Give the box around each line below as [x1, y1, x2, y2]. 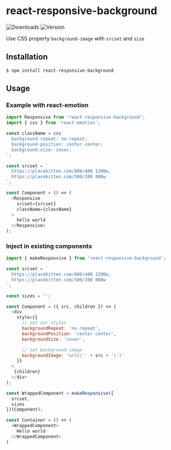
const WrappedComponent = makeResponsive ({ [6, 390, 114, 396]
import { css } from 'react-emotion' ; [6, 120, 101, 126]
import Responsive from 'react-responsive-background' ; [6, 115, 145, 120]
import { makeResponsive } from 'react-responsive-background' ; [6, 256, 166, 261]
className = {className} [16, 206, 72, 212]
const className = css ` [6, 130, 64, 136]
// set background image [21, 347, 83, 353]
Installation [6, 52, 48, 62]
